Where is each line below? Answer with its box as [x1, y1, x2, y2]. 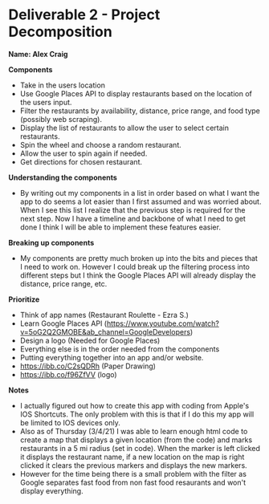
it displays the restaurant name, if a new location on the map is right [19, 452, 245, 461]
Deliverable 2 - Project [8, 6, 161, 24]
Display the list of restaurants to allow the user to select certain [19, 123, 229, 132]
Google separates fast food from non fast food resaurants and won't [19, 478, 247, 487]
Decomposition [8, 22, 112, 41]
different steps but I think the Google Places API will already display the [19, 270, 256, 280]
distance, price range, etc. [19, 278, 108, 288]
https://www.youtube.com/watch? [106, 319, 219, 328]
